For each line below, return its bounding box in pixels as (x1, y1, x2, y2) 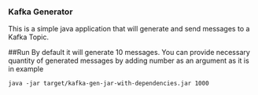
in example (8, 64, 44, 74)
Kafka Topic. (8, 32, 50, 42)
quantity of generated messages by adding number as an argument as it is (8, 56, 249, 65)
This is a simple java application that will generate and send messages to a (8, 24, 250, 34)
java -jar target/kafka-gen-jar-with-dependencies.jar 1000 (8, 79, 210, 88)
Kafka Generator (8, 6, 73, 17)
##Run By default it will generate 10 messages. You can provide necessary (8, 48, 250, 57)
